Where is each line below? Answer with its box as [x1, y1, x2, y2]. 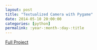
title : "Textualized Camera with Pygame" [5, 12, 93, 17]
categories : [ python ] [5, 21, 51, 26]
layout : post [5, 7, 33, 12]
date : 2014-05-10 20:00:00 [5, 16, 62, 21]
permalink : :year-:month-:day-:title [5, 26, 84, 31]
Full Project [5, 39, 29, 45]
